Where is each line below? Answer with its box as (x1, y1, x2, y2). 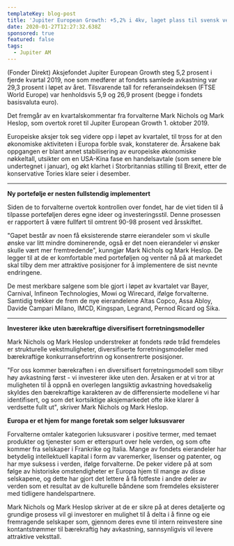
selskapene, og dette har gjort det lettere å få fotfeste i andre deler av (7, 474, 207, 483)
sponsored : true (7, 29, 54, 37)
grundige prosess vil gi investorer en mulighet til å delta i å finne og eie (7, 510, 210, 518)
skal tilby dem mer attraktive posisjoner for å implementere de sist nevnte (7, 261, 218, 269)
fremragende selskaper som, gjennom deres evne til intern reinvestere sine (7, 517, 223, 526)
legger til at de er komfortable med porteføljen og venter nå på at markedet (7, 253, 223, 261)
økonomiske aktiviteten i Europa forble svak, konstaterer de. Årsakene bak (7, 139, 221, 148)
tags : (7, 43, 23, 50)
